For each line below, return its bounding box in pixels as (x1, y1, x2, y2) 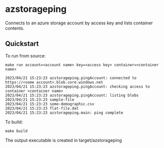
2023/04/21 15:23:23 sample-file (5, 97, 75, 102)
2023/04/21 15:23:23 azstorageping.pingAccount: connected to (5, 75, 137, 80)
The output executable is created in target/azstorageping (5, 137, 122, 143)
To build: (5, 119, 23, 125)
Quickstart (5, 40, 39, 48)
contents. (5, 25, 25, 31)
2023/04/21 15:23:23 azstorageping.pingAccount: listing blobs (5, 93, 139, 98)
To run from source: (5, 53, 46, 59)
